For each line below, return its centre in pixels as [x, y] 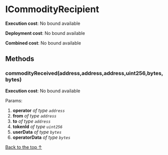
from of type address [35, 115]
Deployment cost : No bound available [45, 33]
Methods [20, 59]
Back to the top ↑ [24, 147]
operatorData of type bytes [41, 137]
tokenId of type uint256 [37, 126]
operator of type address [39, 110]
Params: [14, 100]
